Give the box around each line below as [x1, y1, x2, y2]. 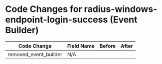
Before [99, 42, 116, 49]
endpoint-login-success [5, 14, 108, 25]
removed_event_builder [7, 51, 63, 58]
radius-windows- [84, 3, 158, 15]
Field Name [67, 42, 95, 49]
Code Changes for [5, 3, 82, 15]
